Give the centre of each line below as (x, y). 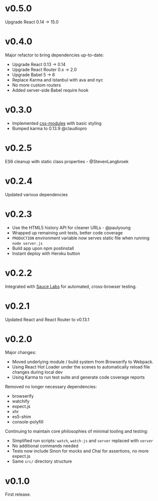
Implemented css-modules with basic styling (57, 123)
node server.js (27, 243)
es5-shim (22, 417)
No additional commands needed (45, 446)
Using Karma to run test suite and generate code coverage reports (79, 377)
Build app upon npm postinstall (43, 248)
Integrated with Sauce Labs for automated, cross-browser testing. (71, 286)
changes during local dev (37, 372)
